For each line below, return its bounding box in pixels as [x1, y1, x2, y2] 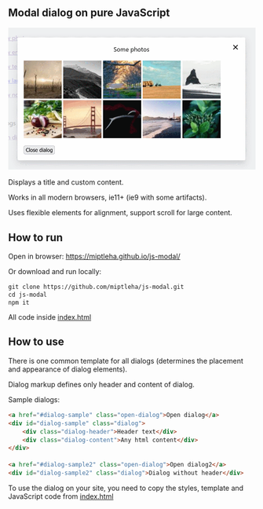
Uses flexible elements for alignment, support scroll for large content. [8, 208, 233, 218]
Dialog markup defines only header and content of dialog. [8, 379, 195, 389]
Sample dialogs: [8, 394, 60, 404]
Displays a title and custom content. [8, 178, 124, 187]
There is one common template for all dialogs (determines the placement [8, 356, 243, 365]
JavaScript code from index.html [8, 491, 114, 501]
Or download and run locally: [8, 267, 102, 276]
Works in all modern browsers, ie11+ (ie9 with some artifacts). [8, 192, 207, 203]
